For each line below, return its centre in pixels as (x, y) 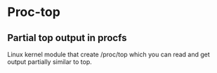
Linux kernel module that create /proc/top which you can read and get (109, 54)
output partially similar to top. (50, 62)
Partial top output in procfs (67, 38)
